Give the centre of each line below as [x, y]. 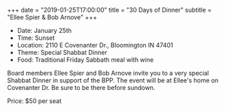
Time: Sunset [36, 38]
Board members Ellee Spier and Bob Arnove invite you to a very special [108, 73]
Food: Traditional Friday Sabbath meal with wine [85, 60]
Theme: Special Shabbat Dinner [62, 52]
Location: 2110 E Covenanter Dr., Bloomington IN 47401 [95, 45]
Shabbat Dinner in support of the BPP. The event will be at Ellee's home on [113, 80]
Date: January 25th [44, 31]
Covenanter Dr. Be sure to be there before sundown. [81, 88]
